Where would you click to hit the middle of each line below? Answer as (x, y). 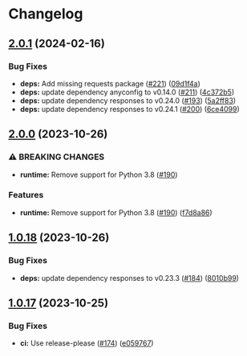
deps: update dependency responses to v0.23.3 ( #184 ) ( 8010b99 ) (129, 278)
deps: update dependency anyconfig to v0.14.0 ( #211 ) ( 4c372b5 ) (127, 92)
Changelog (46, 14)
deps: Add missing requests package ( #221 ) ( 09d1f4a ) (110, 83)
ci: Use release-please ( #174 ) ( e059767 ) (87, 343)
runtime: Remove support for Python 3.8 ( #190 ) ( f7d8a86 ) (116, 212)
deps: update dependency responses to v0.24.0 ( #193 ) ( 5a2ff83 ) (128, 100)
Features (26, 195)
